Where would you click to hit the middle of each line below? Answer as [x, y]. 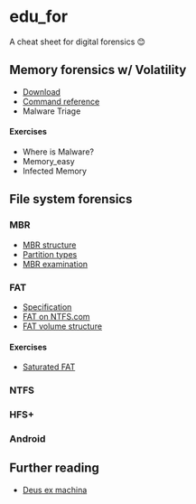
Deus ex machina [55, 490]
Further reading [54, 468]
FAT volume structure [62, 326]
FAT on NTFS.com [56, 316]
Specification [47, 307]
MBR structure [49, 245]
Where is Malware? [58, 152]
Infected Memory [55, 171]
